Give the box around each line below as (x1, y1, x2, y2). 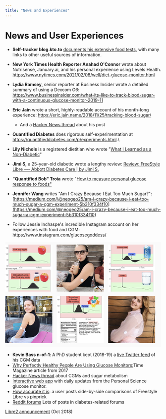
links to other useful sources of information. (12, 52, 102, 57)
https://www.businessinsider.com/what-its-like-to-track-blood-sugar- (12, 92, 155, 98)
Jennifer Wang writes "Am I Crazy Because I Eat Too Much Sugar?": (12, 191, 152, 197)
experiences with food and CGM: (12, 226, 80, 232)
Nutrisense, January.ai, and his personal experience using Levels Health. (12, 66, 162, 72)
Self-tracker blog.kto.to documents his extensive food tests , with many (12, 46, 160, 52)
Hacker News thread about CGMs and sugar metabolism (12, 372, 128, 378)
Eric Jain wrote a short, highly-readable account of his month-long (12, 106, 149, 112)
